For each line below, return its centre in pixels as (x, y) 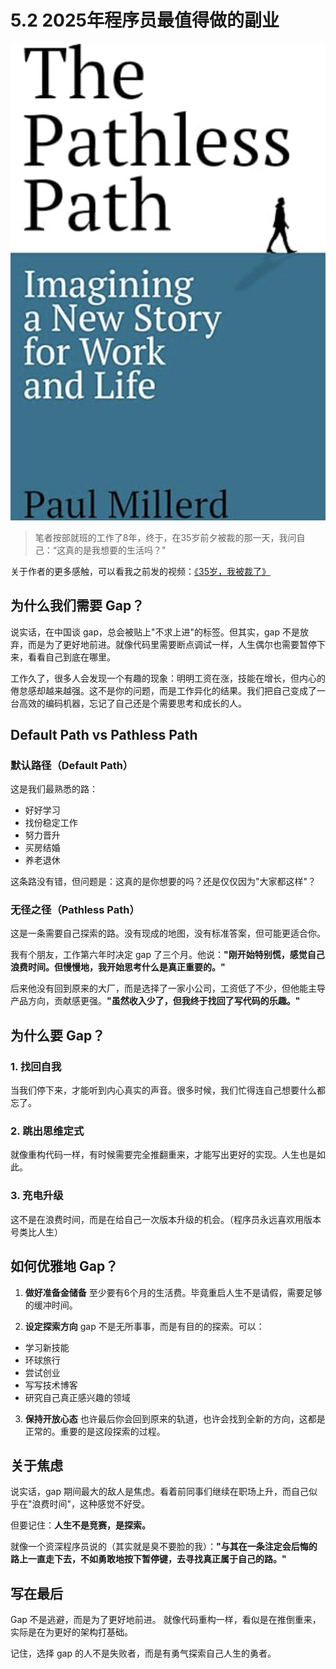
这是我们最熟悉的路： (54, 789)
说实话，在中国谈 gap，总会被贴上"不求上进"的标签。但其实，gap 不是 (155, 632)
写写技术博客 (51, 1385)
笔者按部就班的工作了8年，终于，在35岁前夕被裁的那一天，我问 (165, 537)
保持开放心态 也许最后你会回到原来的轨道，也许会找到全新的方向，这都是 (175, 1418)
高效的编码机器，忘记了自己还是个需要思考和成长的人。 (132, 703)
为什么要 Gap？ (58, 1035)
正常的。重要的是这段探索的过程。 (95, 1431)
